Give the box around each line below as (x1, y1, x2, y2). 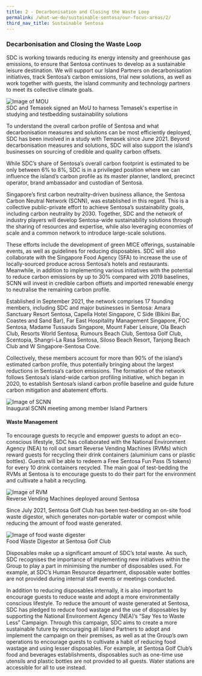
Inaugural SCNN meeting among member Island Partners (6, 405, 148, 412)
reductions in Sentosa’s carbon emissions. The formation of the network (6, 367, 186, 374)
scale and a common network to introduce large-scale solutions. (6, 229, 167, 236)
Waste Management (6, 418, 58, 426)
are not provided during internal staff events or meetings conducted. (6, 575, 177, 582)
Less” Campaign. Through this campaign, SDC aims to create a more (6, 619, 177, 626)
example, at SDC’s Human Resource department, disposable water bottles (6, 568, 190, 576)
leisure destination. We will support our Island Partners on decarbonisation (6, 67, 192, 74)
